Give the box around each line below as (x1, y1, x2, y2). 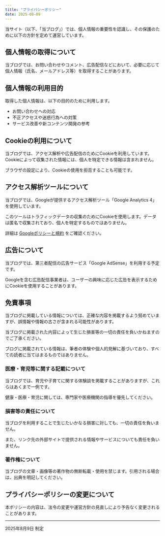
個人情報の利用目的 (5, 84, 63, 92)
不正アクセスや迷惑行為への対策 (12, 114, 77, 121)
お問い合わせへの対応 (12, 108, 55, 114)
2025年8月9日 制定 (5, 526, 44, 532)
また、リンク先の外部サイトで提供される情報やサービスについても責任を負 (5, 436, 156, 442)
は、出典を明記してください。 (5, 474, 65, 480)
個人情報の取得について (5, 48, 76, 56)
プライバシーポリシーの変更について (5, 490, 114, 499)
